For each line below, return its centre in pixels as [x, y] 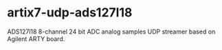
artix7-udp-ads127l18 [70, 13]
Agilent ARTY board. [36, 38]
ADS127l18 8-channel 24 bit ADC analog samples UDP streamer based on [111, 32]
